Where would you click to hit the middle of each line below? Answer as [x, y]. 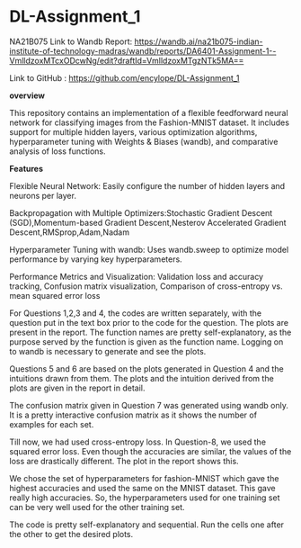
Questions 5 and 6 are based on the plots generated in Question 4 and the [147, 368]
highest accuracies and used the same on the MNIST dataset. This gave [142, 488]
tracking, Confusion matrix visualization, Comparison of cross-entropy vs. [146, 286]
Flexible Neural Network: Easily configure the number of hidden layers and [147, 185]
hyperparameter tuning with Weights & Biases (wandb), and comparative [144, 141]
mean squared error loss [55, 295]
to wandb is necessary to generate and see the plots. [108, 351]
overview [27, 95]
